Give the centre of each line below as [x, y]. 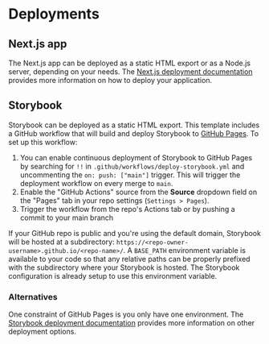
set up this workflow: [43, 142]
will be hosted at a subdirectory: [61, 242]
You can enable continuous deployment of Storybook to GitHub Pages [136, 157]
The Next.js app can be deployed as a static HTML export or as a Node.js [130, 63]
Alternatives [33, 296]
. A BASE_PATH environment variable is [185, 250]
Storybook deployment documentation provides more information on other [132, 323]
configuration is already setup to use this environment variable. [113, 276]
